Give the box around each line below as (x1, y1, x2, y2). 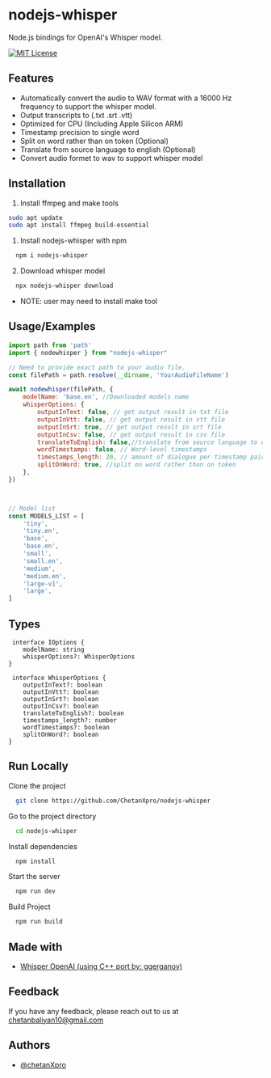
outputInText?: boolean (23, 681, 103, 689)
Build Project (8, 902, 51, 911)
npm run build (15, 918, 63, 926)
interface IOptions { (11, 638, 85, 646)
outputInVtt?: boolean (23, 687, 99, 696)
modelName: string (23, 645, 85, 653)
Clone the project (8, 780, 66, 790)
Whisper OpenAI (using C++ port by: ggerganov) (19, 961, 183, 971)
